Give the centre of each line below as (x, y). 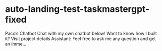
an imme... (16, 44)
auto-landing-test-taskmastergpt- (77, 9)
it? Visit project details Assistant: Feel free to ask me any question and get (81, 39)
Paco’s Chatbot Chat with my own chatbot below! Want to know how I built (81, 33)
